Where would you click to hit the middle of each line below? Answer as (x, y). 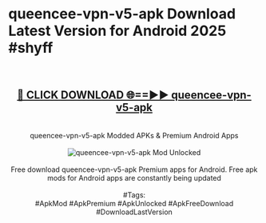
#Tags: (134, 195)
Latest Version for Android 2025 (117, 31)
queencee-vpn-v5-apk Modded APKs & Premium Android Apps (134, 135)
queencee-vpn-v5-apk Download (122, 14)
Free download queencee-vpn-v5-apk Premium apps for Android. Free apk (134, 169)
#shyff (31, 48)
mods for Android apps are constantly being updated (134, 177)
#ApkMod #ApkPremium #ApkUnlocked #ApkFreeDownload (134, 203)
